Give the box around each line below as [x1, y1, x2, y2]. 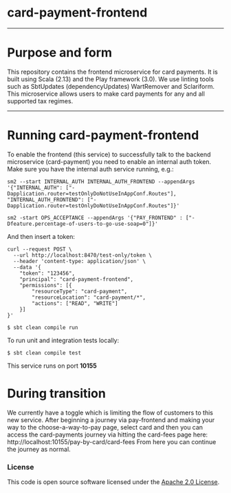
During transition [7, 386, 107, 401]
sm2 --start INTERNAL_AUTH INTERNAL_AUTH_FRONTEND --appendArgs [7, 178, 195, 185]
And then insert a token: [7, 232, 76, 240]
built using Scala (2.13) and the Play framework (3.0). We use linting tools [7, 74, 214, 83]
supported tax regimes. [7, 96, 74, 105]
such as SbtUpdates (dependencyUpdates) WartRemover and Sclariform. [7, 82, 215, 90]
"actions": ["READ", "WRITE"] [32, 300, 118, 307]
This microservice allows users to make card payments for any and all [7, 90, 205, 98]
